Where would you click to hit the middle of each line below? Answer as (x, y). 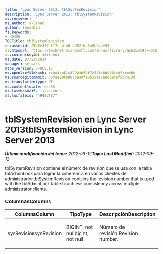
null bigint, (77, 233)
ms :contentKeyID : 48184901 (32, 55)
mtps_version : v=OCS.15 (29, 69)
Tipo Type (81, 214)
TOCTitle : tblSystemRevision (34, 41)
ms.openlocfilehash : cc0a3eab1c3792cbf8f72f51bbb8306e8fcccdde (70, 73)
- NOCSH (13, 37)
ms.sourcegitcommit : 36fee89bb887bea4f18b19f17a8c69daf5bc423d (70, 77)
